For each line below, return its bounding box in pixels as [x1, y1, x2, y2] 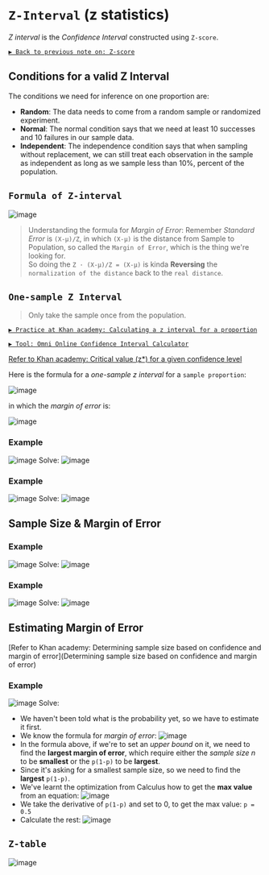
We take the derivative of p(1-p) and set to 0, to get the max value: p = [19, 799, 255, 809]
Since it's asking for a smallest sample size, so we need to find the [19, 765, 241, 775]
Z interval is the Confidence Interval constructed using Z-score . [8, 32, 219, 42]
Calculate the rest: [19, 815, 81, 825]
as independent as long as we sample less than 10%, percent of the [19, 158, 245, 168]
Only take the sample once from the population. [27, 310, 187, 320]
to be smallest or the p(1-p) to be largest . [19, 757, 161, 766]
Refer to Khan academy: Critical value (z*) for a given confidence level [8, 355, 242, 364]
